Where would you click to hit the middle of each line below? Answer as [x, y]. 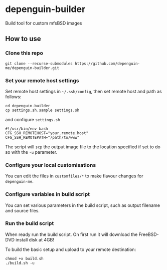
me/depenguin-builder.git [32, 68]
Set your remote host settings [42, 80]
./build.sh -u [20, 263]
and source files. [23, 210]
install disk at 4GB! [35, 239]
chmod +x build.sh [24, 258]
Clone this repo [24, 53]
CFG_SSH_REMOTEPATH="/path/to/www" [42, 137]
